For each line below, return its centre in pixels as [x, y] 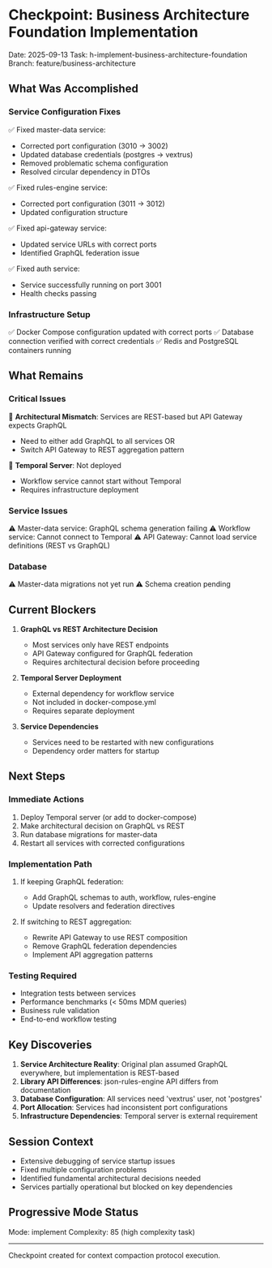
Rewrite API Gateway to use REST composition [110, 937]
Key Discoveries [50, 1044]
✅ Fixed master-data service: [57, 129]
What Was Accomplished [74, 89]
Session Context [51, 1141]
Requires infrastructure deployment [79, 489]
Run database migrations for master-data [89, 834]
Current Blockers [52, 610]
